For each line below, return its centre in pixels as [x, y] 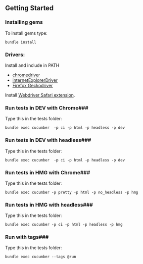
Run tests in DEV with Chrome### [47, 107]
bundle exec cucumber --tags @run [41, 257]
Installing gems [24, 22]
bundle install [21, 42]
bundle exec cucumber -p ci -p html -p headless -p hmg [64, 225]
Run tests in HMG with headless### [49, 205]
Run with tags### [27, 237]
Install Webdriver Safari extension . [40, 95]
